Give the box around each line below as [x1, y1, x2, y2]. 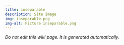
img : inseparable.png [5, 16, 50, 21]
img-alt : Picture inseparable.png [5, 21, 77, 26]
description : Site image [5, 12, 57, 17]
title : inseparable [5, 7, 46, 12]
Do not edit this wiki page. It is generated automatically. [5, 34, 120, 40]
